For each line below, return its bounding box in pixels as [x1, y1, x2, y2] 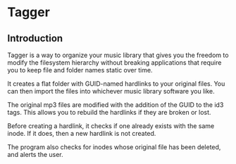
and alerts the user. [7, 151, 63, 158]
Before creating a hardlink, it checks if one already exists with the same [7, 122, 215, 130]
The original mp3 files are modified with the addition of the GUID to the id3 [7, 101, 224, 109]
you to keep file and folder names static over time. [7, 66, 153, 74]
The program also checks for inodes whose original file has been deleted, [7, 143, 221, 151]
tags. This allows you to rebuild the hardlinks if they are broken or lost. [7, 108, 211, 116]
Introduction [7, 32, 63, 44]
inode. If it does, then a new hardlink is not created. [7, 130, 156, 137]
